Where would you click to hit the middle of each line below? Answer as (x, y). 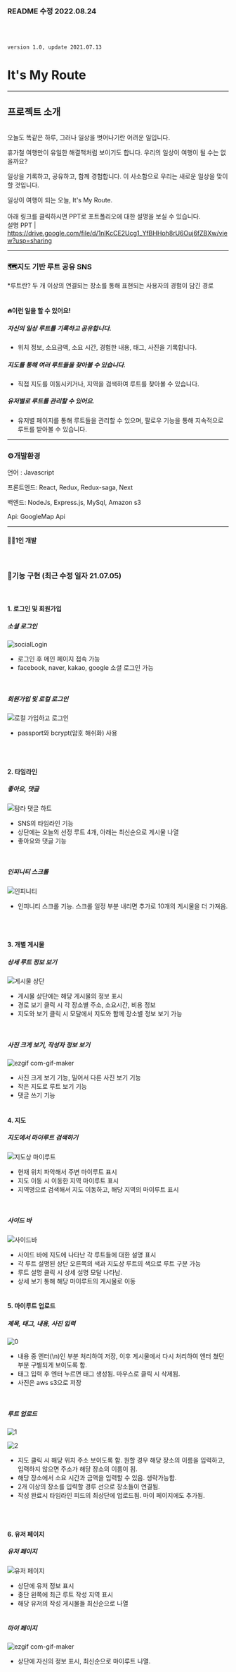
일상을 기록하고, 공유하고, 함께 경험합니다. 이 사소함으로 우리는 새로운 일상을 (111, 176)
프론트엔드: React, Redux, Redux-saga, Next (70, 487)
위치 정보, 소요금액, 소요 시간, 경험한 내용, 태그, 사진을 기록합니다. (107, 347)
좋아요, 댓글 (23, 789)
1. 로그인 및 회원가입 (34, 609)
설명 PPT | (22, 225)
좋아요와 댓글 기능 (42, 841)
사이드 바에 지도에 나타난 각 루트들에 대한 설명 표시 (87, 1255)
